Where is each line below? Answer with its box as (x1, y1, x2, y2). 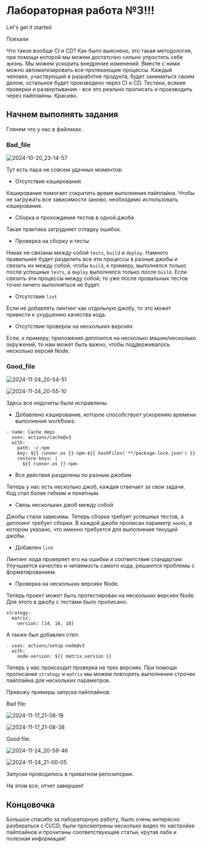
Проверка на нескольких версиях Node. (14, 580, 119, 588)
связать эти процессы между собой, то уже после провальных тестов (6, 275, 188, 282)
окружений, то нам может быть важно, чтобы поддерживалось (6, 341, 170, 348)
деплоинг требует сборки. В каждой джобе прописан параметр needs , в (6, 519, 192, 527)
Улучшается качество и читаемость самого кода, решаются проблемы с (6, 562, 195, 570)
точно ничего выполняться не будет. (6, 281, 101, 289)
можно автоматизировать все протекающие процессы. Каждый (6, 66, 172, 73)
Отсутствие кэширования (14, 178, 81, 185)
